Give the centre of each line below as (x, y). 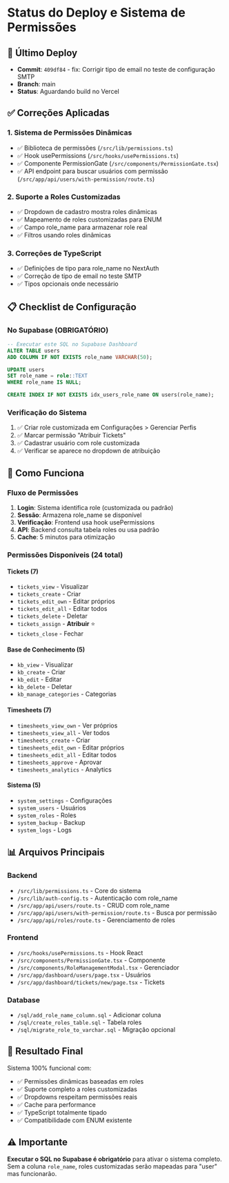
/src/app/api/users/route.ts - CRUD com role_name (93, 905)
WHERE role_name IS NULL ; (44, 382)
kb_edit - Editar (39, 680)
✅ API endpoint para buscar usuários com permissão (92, 171)
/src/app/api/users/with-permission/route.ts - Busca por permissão (117, 912)
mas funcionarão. (32, 1173)
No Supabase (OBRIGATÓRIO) (58, 330)
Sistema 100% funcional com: (49, 1068)
